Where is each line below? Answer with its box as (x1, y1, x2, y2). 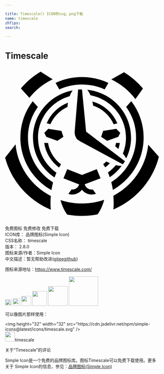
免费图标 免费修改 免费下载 (5, 225, 59, 231)
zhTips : (5, 21, 21, 25)
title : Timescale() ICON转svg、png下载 (5, 11, 83, 16)
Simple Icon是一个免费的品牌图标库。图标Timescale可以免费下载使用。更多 (5, 357, 156, 363)
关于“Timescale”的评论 (5, 347, 51, 353)
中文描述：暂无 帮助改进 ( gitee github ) (5, 256, 78, 262)
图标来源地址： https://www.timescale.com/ (5, 266, 92, 272)
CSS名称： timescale (5, 238, 47, 243)
